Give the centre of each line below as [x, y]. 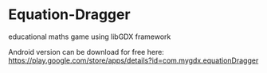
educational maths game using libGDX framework [90, 36]
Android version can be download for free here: [86, 52]
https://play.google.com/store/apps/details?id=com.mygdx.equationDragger [133, 60]
